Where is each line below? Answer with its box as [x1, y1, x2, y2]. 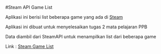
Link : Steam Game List [5, 43, 54, 49]
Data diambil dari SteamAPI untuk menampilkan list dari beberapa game [5, 34, 156, 39]
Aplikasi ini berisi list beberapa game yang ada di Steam [5, 14, 123, 20]
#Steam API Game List [5, 5, 53, 10]
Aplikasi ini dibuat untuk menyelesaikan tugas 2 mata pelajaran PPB [5, 24, 147, 30]
